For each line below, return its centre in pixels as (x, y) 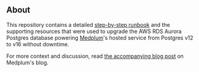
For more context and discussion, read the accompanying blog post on (95, 56)
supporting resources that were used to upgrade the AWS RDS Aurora (94, 31)
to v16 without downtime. (38, 44)
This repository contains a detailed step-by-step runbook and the (88, 24)
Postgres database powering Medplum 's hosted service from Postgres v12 (100, 38)
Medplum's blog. (27, 62)
